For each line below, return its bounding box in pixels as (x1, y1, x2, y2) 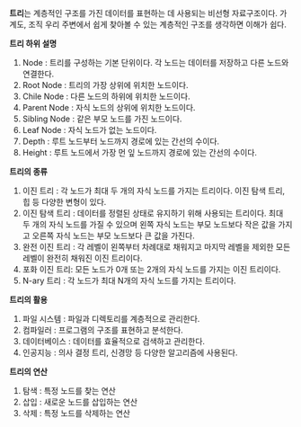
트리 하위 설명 (9, 39, 57, 49)
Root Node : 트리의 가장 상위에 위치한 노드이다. (22, 80, 189, 90)
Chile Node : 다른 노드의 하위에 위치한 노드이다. (22, 91, 190, 102)
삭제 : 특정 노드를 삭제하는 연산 (22, 408, 130, 418)
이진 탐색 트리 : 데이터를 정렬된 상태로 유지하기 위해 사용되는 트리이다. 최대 (22, 208, 284, 218)
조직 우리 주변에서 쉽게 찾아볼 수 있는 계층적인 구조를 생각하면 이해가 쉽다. (28, 19, 288, 30)
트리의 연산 (9, 367, 48, 377)
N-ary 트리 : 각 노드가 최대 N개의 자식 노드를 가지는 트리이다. (22, 275, 236, 286)
